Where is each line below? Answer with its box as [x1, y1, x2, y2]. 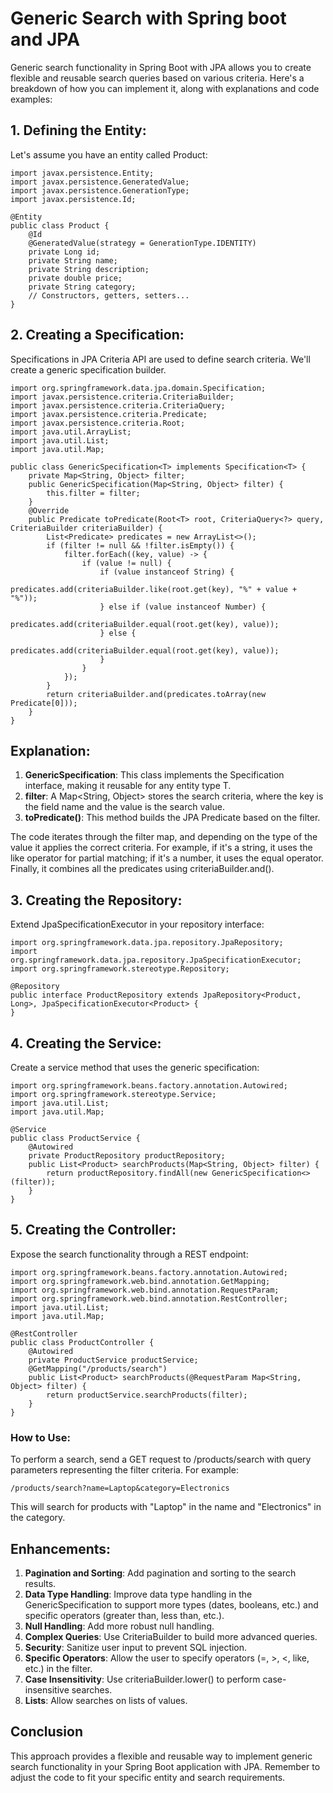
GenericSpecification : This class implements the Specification [24, 769, 285, 781]
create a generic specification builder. [10, 363, 167, 376]
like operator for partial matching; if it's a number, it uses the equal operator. [10, 852, 324, 864]
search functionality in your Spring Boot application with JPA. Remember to [10, 1760, 321, 1772]
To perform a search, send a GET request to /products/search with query [10, 1453, 312, 1466]
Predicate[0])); [10, 698, 78, 708]
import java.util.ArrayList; [10, 427, 132, 437]
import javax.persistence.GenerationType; [10, 185, 190, 196]
